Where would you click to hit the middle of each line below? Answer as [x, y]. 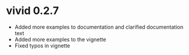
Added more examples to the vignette [60, 39]
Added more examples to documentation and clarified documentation [99, 27]
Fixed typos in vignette [42, 46]
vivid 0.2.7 [33, 11]
